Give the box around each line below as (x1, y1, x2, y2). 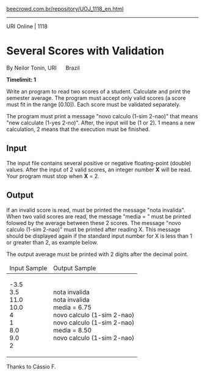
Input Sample (9, 263, 48, 272)
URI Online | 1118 (6, 23, 48, 30)
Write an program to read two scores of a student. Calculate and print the (6, 88, 191, 95)
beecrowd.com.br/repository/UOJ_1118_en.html (6, 5, 124, 12)
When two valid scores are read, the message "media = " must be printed (6, 213, 191, 220)
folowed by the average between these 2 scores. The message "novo (6, 219, 181, 226)
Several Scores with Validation (6, 44, 165, 58)
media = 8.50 (52, 326, 92, 334)
